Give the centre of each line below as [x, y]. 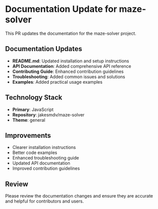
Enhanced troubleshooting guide [46, 158]
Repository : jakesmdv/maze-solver [48, 114]
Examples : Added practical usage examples [57, 82]
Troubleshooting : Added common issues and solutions [69, 77]
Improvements [28, 135]
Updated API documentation [41, 163]
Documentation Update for [61, 9]
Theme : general [29, 120]
